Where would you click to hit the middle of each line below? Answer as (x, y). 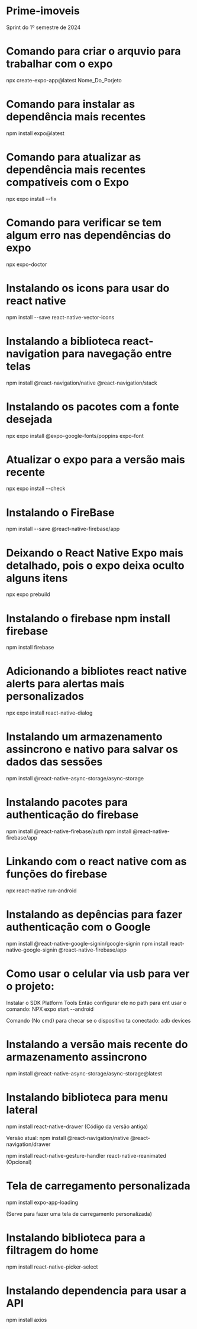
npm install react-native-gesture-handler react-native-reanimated (86, 1155)
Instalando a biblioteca (63, 341)
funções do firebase (57, 874)
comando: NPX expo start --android (50, 1009)
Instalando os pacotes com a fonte (93, 406)
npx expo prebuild (28, 594)
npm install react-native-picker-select (52, 1267)
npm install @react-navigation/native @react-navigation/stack (82, 383)
